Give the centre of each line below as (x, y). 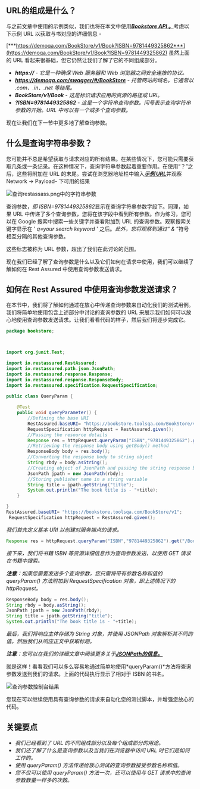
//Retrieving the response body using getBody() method (98, 446)
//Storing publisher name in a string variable (87, 479)
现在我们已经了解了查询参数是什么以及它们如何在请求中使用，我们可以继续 (97, 262)
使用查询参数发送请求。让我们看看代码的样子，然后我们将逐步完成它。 (102, 320)
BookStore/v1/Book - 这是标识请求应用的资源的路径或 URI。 (89, 95)
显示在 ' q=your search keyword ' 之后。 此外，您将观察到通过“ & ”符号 (103, 229)
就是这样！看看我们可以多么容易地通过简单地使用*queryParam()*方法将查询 (99, 667)
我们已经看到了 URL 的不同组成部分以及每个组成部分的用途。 (89, 743)
